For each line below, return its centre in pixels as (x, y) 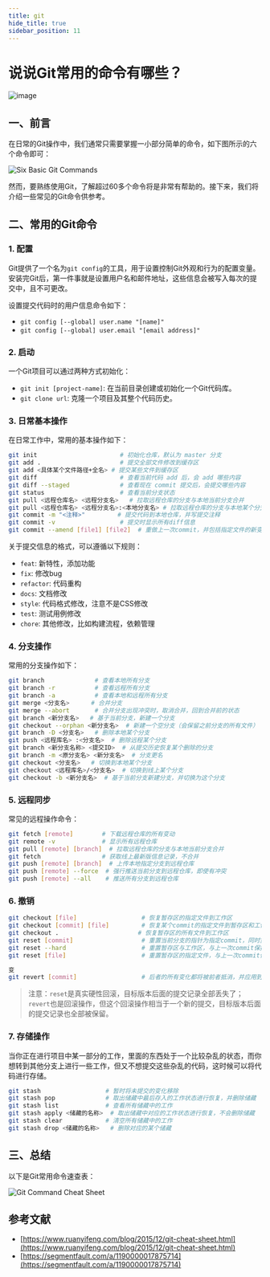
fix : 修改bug (41, 573)
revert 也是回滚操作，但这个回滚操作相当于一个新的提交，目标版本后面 (144, 1004)
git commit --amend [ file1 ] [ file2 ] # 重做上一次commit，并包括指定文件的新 (133, 530)
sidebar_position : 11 (45, 31)
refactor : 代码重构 (51, 584)
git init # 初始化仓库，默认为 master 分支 (115, 455)
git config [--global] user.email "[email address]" (110, 330)
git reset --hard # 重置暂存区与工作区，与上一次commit (131, 948)
